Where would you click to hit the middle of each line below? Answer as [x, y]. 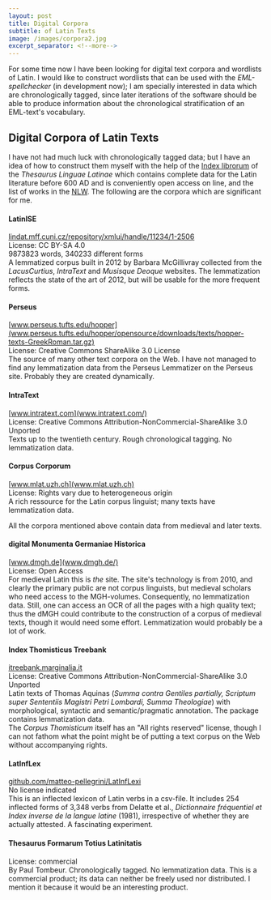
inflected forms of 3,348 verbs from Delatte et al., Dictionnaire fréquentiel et [135, 808]
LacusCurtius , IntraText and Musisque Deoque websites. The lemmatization [134, 271]
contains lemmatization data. [57, 719]
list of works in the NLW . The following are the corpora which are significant [135, 191]
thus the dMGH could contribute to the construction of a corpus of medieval [135, 613]
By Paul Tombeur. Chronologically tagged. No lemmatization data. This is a [133, 870]
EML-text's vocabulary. [47, 112]
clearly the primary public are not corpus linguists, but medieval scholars [130, 587]
